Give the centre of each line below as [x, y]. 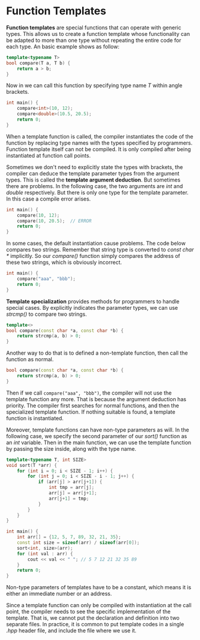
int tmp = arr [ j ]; [71, 488]
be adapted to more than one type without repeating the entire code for [94, 40]
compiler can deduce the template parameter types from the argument [93, 173]
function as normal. [30, 359]
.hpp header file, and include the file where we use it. [71, 630]
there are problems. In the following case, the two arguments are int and [95, 186]
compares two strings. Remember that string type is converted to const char [100, 250]
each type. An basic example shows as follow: [63, 47]
